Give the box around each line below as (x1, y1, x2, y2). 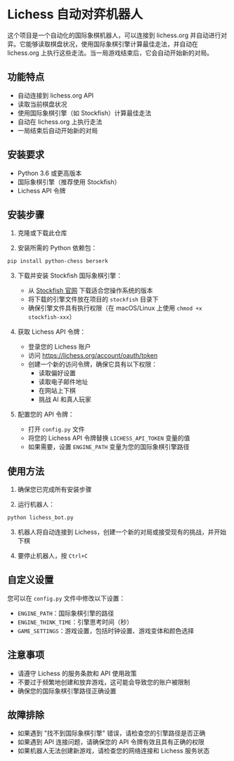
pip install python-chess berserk (7, 258, 109, 265)
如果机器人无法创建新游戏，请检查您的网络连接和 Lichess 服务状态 (17, 746, 210, 755)
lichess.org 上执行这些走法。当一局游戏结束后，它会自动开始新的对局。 (7, 48, 213, 57)
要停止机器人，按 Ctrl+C (17, 551, 88, 559)
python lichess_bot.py (7, 514, 74, 521)
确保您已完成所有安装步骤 (17, 486, 92, 494)
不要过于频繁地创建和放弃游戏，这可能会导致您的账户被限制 (17, 677, 190, 686)
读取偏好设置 (38, 369, 76, 377)
